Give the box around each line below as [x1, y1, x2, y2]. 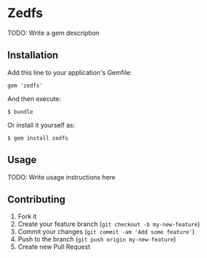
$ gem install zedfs [7, 134, 69, 142]
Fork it [17, 212, 37, 221]
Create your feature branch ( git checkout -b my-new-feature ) [17, 220, 201, 229]
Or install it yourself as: [7, 120, 75, 129]
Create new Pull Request [17, 242, 91, 251]
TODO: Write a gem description [7, 29, 100, 37]
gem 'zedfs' [7, 82, 43, 89]
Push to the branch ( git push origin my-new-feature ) [17, 235, 176, 244]
